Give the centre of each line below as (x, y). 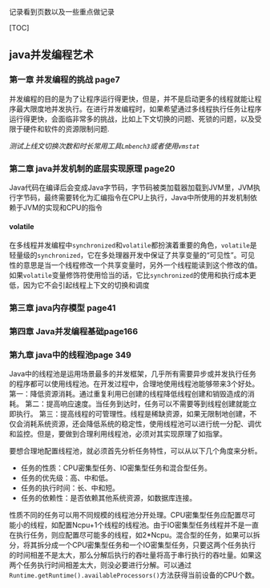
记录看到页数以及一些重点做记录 (62, 12)
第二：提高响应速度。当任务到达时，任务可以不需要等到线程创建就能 (137, 404)
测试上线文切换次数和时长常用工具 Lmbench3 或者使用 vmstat (105, 146)
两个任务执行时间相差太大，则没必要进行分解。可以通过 (100, 565)
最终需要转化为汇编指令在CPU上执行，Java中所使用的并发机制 (147, 197)
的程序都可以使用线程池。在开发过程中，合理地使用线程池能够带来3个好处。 (134, 384)
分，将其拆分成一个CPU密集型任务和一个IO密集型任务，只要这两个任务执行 (133, 545)
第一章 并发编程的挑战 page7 (64, 80)
